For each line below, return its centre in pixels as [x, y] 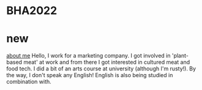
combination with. [29, 82]
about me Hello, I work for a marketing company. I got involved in [88, 56]
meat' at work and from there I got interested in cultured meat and [107, 62]
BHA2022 [32, 11]
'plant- [180, 56]
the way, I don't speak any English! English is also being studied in [90, 75]
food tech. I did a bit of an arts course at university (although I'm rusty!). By [101, 69]
